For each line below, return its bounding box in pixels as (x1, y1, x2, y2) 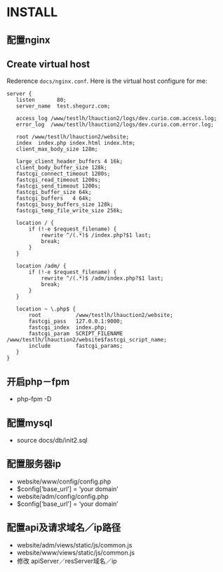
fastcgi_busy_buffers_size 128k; (15, 201, 114, 208)
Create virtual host (6, 58, 90, 70)
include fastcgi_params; (28, 342, 123, 350)
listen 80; (15, 96, 67, 104)
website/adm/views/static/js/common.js (16, 540, 133, 549)
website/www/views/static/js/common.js (16, 548, 135, 557)
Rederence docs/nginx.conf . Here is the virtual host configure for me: (6, 77, 208, 85)
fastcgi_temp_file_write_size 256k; (15, 207, 123, 214)
